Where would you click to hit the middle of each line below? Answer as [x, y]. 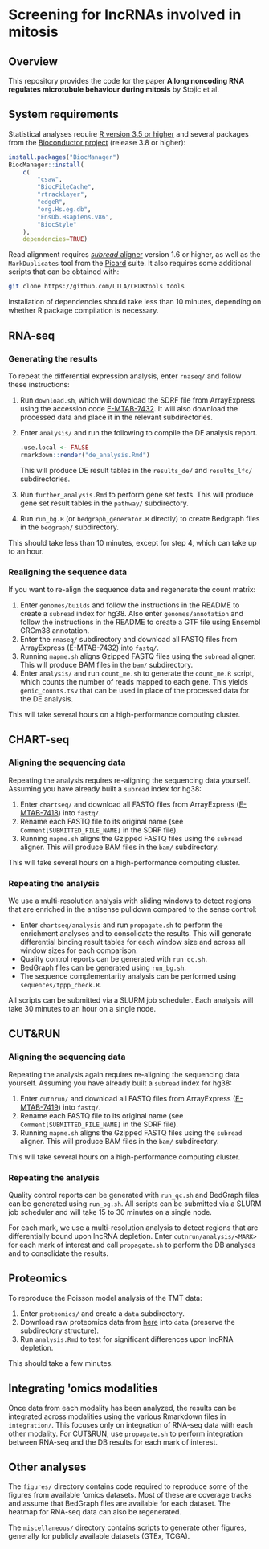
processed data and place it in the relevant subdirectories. [116, 417]
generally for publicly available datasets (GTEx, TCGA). [99, 1536]
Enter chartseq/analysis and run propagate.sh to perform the [121, 925]
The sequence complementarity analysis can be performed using [128, 976]
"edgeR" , [52, 202]
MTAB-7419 [39, 1107]
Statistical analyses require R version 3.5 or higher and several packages [128, 133]
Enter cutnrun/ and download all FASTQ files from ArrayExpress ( [128, 1098]
